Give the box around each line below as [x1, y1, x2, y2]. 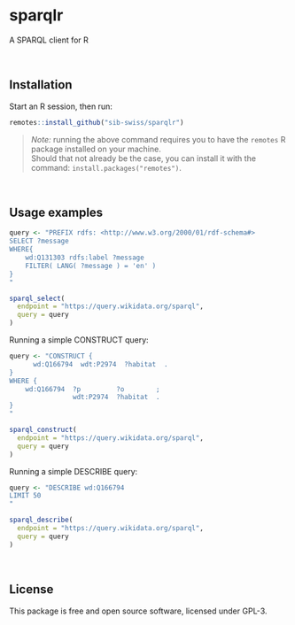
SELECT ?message [9, 236, 69, 246]
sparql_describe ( [9, 515, 74, 525]
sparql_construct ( [9, 426, 77, 435]
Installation [9, 77, 73, 93]
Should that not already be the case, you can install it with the [30, 152, 257, 164]
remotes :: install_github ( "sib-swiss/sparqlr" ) [9, 118, 184, 127]
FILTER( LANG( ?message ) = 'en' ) [25, 261, 157, 270]
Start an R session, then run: [9, 101, 113, 112]
